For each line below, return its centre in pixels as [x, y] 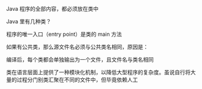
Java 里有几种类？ [29, 22]
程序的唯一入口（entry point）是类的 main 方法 [64, 34]
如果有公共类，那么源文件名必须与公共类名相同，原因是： [77, 47]
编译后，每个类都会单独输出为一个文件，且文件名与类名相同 [80, 59]
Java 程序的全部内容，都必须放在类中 [53, 9]
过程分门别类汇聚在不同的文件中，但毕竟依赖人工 [77, 80]
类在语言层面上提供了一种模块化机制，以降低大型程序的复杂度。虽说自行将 [98, 72]
